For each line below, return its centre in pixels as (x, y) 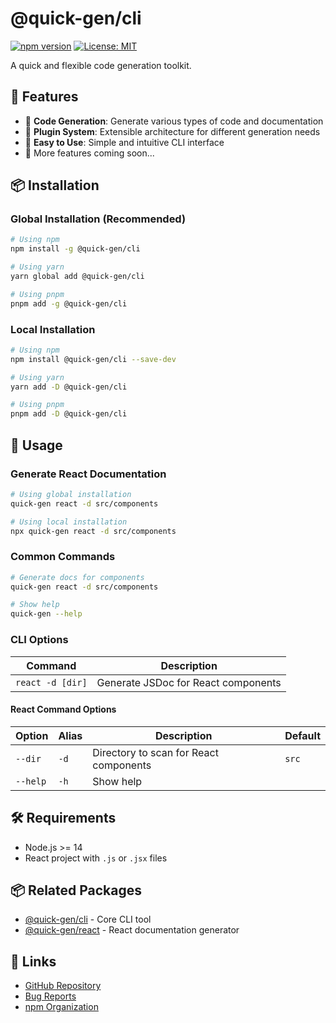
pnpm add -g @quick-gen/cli (69, 303)
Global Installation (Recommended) (98, 219)
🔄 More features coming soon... (89, 153)
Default (302, 735)
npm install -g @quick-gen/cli (75, 249)
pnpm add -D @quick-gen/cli (69, 414)
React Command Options (63, 709)
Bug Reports (50, 996)
